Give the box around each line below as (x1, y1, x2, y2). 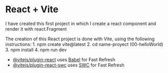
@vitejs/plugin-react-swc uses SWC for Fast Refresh (12, 62, 124, 68)
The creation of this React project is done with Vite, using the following (5, 36, 155, 42)
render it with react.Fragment (5, 26, 67, 32)
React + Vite (5, 4, 59, 15)
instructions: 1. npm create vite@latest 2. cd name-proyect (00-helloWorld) (5, 41, 163, 47)
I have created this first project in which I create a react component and (5, 20, 156, 27)
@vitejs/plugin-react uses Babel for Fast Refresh (12, 56, 116, 62)
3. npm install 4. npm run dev (5, 46, 67, 53)
